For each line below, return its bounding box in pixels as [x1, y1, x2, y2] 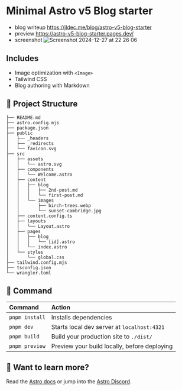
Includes [6, 53, 39, 63]
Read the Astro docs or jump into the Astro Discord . [6, 378, 132, 385]
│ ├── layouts [6, 218, 46, 224]
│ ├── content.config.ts [6, 213, 73, 219]
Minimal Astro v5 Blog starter [6, 4, 153, 18]
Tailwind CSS [14, 75, 47, 82]
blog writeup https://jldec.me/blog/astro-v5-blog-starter [14, 24, 152, 31]
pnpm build [9, 333, 40, 340]
